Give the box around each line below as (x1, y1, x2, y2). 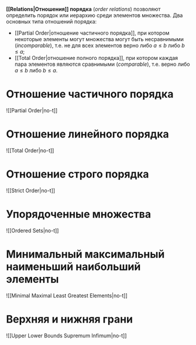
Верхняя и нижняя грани (6, 312, 133, 326)
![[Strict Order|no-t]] (6, 187, 56, 194)
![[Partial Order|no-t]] (6, 106, 58, 114)
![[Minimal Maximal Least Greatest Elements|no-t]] (6, 292, 128, 299)
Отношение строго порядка (6, 168, 149, 181)
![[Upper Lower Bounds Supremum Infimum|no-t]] (6, 332, 127, 339)
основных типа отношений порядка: (6, 18, 97, 25)
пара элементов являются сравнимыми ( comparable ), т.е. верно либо (14, 61, 190, 68)
